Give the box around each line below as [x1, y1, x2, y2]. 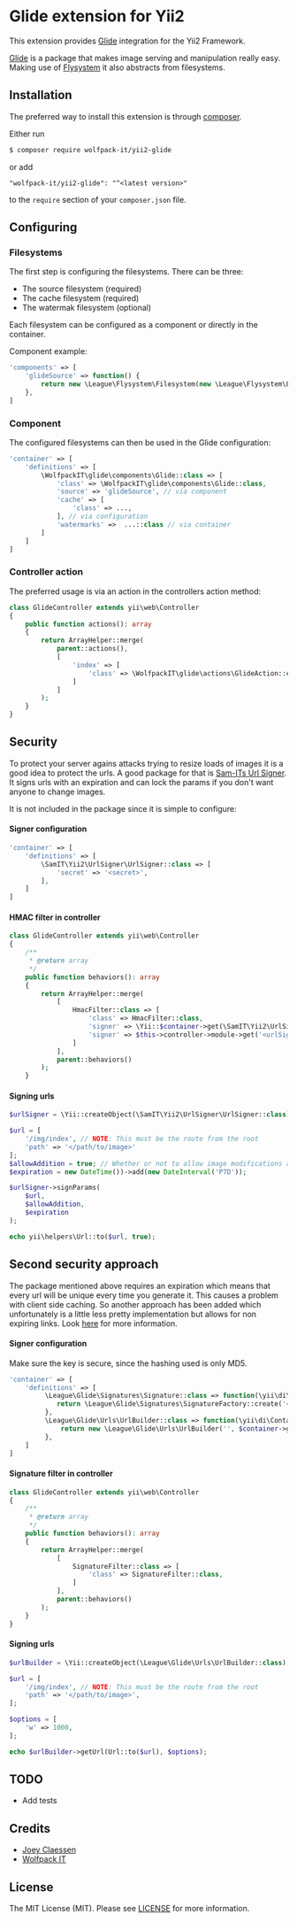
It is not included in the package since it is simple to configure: [9, 803, 237, 814]
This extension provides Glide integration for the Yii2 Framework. [9, 35, 246, 46]
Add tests [21, 1795, 57, 1806]
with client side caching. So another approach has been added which [9, 1299, 262, 1309]
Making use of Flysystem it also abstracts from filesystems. [9, 62, 225, 73]
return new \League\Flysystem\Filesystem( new [41, 380, 212, 389]
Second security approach [9, 1257, 159, 1272]
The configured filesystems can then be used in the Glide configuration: [9, 436, 271, 448]
